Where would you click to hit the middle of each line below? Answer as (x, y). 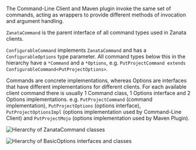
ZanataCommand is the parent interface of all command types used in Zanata (96, 32)
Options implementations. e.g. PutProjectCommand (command (79, 99)
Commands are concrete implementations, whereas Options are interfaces (97, 80)
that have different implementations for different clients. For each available (97, 87)
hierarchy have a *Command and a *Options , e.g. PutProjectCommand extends (96, 63)
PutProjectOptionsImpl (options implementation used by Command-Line (94, 112)
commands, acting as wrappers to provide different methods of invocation (96, 15)
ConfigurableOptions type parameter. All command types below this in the (96, 56)
